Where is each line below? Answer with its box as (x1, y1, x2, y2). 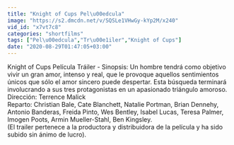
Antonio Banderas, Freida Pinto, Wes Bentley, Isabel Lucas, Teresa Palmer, (7, 108, 224, 116)
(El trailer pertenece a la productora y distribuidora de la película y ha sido (7, 123, 223, 131)
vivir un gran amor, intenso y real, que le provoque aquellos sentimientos (7, 70, 219, 79)
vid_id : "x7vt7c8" (7, 23, 62, 30)
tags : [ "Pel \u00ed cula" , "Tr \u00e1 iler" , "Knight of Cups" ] (7, 37, 182, 44)
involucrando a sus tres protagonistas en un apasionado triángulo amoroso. (7, 86, 228, 93)
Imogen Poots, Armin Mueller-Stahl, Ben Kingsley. (7, 115, 153, 124)
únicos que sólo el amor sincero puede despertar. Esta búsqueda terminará (7, 78, 227, 86)
